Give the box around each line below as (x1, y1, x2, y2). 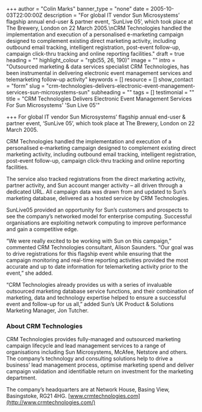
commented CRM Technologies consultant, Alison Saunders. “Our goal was (6, 244, 194, 250)
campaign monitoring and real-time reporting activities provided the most (6, 257, 189, 264)
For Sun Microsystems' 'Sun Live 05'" (6, 102, 100, 108)
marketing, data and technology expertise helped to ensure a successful (6, 294, 186, 301)
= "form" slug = (6, 82, 45, 90)
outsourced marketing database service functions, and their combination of (6, 287, 194, 295)
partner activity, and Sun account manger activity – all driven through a (6, 181, 183, 189)
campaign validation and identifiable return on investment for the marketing (6, 368, 194, 375)
